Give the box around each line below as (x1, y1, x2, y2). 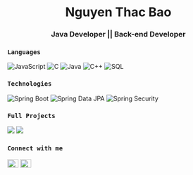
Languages (7, 48, 41, 56)
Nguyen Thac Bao (65, 4, 172, 20)
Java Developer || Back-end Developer (51, 30, 186, 39)
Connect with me (7, 144, 63, 152)
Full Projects (7, 112, 56, 119)
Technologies (7, 80, 52, 88)
